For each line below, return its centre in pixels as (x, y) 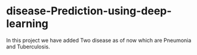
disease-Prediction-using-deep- (89, 11)
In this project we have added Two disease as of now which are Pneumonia (99, 40)
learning (27, 24)
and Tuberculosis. (28, 47)
